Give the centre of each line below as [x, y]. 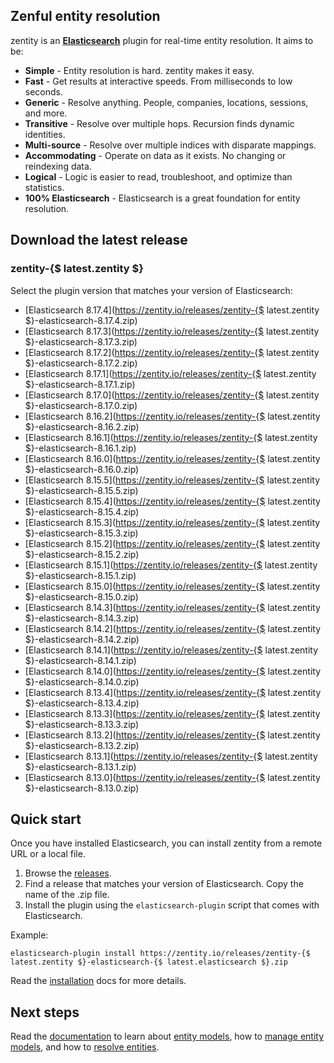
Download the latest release [99, 240]
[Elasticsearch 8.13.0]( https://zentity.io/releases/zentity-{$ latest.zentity [172, 777]
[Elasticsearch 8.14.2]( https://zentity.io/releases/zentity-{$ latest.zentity [173, 628]
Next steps [45, 1012]
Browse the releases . [68, 873]
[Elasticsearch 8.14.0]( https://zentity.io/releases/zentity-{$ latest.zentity [172, 671]
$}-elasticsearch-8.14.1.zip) [80, 660]
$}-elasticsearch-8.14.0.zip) [82, 681]
